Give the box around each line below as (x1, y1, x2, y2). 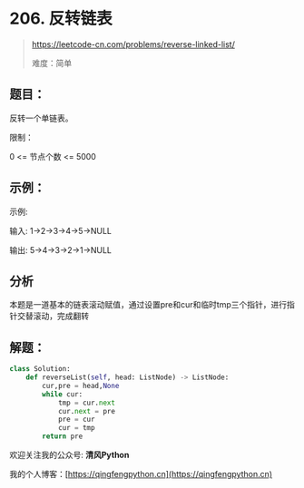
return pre (42, 432, 83, 441)
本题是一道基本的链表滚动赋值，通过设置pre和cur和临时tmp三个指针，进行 (9, 299, 288, 310)
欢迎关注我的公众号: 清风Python (9, 450, 130, 461)
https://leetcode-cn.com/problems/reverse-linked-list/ (31, 38, 236, 50)
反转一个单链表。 (9, 112, 74, 123)
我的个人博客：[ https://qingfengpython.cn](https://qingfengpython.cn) (9, 469, 273, 480)
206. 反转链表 (9, 8, 113, 29)
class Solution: (9, 365, 71, 374)
